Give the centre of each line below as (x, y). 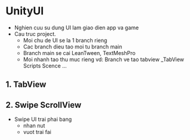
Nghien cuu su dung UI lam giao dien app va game (76, 28)
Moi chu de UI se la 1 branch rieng (65, 40)
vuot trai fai (37, 132)
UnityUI (25, 11)
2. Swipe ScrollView (44, 105)
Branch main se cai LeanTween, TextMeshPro (79, 53)
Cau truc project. (35, 34)
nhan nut (34, 126)
